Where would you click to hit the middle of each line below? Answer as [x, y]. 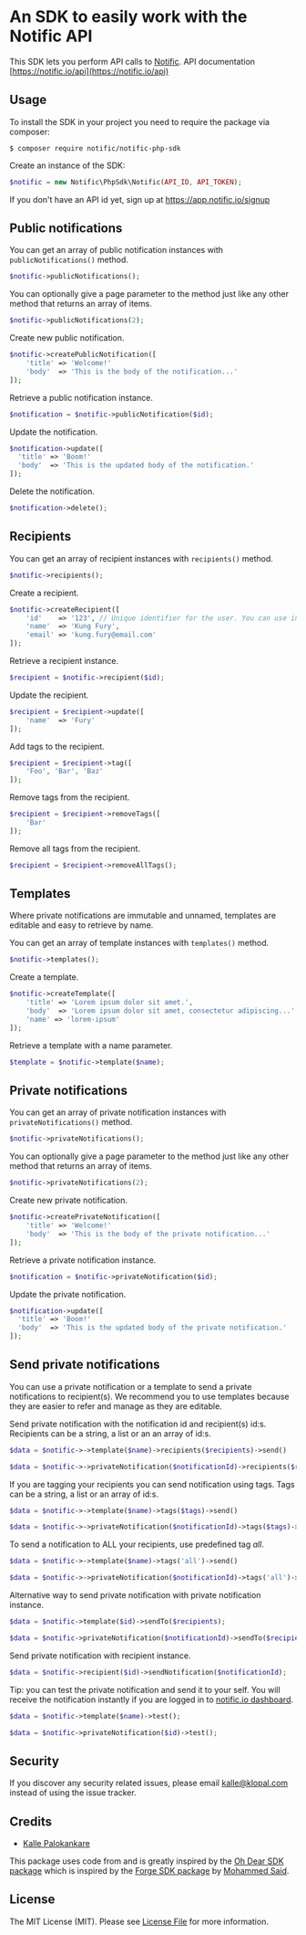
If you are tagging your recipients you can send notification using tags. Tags [152, 1484]
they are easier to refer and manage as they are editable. [116, 1406]
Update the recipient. [49, 695]
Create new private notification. [68, 1200]
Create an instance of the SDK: [67, 165]
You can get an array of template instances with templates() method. [139, 943]
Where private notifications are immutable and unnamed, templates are [143, 916]
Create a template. [44, 977]
